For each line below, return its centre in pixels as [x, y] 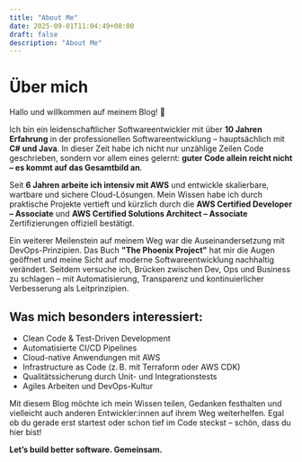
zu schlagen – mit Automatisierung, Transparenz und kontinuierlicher [137, 279]
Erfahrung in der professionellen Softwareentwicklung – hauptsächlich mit [147, 139]
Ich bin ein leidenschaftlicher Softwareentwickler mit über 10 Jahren [136, 129]
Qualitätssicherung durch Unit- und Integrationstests [120, 377]
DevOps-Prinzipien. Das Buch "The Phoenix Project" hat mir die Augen [142, 250]
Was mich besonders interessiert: [106, 317]
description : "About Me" [56, 43]
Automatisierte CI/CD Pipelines [80, 348]
